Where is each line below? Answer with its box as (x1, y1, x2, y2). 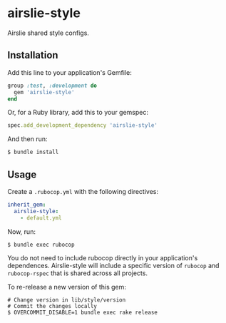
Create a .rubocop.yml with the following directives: (7, 187, 159, 195)
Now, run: (7, 227, 36, 236)
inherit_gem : (7, 201, 46, 208)
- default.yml (20, 214, 62, 222)
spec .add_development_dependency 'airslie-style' (7, 122, 158, 129)
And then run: (7, 135, 48, 143)
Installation (7, 49, 58, 61)
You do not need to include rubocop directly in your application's (7, 254, 198, 262)
